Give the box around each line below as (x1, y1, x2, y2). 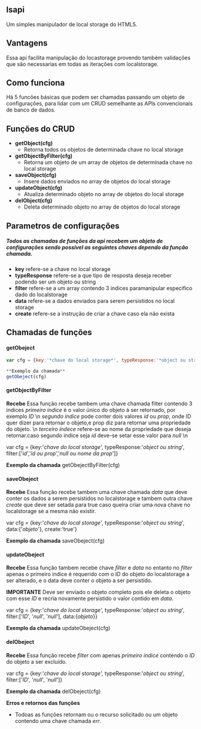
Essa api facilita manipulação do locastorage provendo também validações (6, 54, 191, 61)
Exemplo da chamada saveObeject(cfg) (6, 537, 105, 544)
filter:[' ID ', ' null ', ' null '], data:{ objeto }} (6, 613, 98, 620)
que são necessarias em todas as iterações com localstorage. (6, 60, 159, 68)
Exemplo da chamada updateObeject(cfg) (6, 625, 111, 632)
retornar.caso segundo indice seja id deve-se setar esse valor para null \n (6, 432, 188, 439)
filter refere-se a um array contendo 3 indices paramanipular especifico (14, 284, 193, 291)
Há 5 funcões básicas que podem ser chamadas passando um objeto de (6, 94, 185, 101)
